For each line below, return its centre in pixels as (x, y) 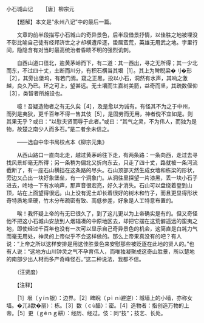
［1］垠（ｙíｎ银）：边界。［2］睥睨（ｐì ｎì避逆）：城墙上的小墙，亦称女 (105, 298)
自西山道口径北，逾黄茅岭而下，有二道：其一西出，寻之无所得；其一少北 (107, 63)
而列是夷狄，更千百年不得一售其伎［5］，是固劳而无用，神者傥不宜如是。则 (100, 114)
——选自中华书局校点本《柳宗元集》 (61, 142)
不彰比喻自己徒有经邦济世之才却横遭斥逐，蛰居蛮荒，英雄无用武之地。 (94, 42)
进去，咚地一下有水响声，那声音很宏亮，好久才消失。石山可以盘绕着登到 (97, 185)
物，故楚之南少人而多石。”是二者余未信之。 (59, 129)
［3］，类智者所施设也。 (36, 93)
